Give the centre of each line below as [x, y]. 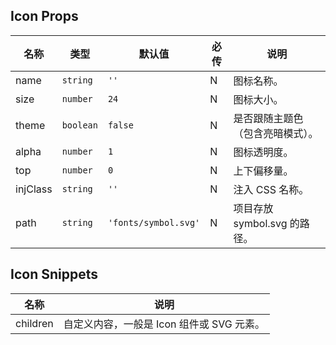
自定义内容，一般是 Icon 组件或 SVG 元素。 [164, 324]
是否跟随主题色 [268, 118]
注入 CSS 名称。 [271, 189]
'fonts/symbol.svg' [154, 222]
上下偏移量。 [263, 171]
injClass [34, 189]
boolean [79, 125]
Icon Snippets [54, 274]
